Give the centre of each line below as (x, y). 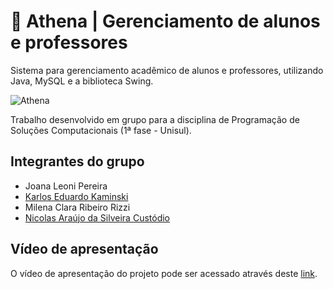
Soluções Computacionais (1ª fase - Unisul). (101, 130)
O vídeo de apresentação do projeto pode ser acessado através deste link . (164, 273)
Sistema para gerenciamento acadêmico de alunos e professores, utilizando (167, 70)
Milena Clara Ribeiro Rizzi (77, 207)
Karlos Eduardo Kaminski (76, 196)
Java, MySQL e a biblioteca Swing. (82, 81)
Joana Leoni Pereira (66, 186)
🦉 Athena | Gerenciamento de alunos (165, 21)
